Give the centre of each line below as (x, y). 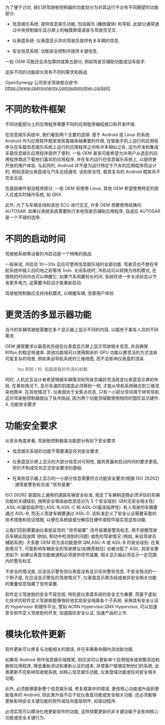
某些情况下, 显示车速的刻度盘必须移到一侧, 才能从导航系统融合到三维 (85, 385)
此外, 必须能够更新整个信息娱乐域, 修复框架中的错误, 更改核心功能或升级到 (80, 688)
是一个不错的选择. (23, 217)
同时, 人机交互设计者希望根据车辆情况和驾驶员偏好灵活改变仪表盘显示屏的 (80, 380)
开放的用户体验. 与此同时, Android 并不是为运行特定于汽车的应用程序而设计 (81, 165)
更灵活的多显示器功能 (49, 315)
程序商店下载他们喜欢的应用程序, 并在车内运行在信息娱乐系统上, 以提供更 (83, 159)
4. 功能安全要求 (21, 404)
